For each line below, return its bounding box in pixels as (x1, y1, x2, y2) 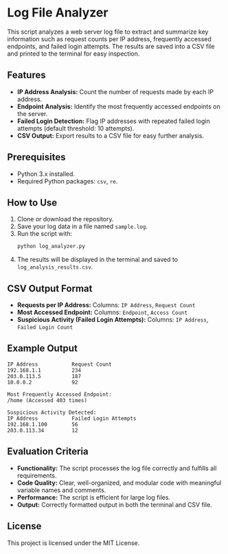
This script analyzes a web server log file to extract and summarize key (7, 27, 209, 36)
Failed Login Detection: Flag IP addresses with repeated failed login (16, 117, 211, 125)
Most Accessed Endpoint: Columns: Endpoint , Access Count (16, 308, 187, 317)
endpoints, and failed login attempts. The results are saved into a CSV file (7, 42, 215, 50)
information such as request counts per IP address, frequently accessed (7, 34, 212, 43)
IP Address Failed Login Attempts (7, 414, 137, 422)
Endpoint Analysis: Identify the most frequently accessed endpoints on (16, 102, 221, 111)
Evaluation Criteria (7, 445, 89, 458)
